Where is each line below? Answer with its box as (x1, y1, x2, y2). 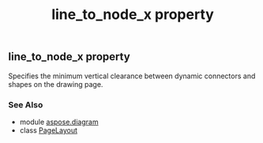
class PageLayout (19, 125, 77, 135)
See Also (8, 99, 43, 110)
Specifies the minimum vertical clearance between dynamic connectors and (8, 71, 256, 81)
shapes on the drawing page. (8, 79, 103, 88)
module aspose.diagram (19, 117, 99, 126)
